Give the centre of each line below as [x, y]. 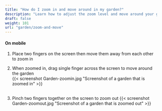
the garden [23, 74]
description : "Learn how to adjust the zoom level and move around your [80, 14]
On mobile [15, 43]
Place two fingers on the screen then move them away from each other [83, 54]
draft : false [18, 18]
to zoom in [22, 59]
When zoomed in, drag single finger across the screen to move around [82, 68]
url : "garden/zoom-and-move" [34, 28]
